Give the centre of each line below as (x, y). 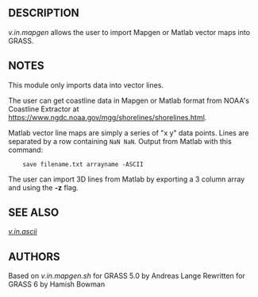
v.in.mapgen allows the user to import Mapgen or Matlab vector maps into (129, 32)
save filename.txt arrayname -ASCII (83, 164)
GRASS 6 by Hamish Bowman (57, 284)
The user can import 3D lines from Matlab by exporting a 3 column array (127, 179)
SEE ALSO (34, 213)
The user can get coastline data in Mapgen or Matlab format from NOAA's (129, 100)
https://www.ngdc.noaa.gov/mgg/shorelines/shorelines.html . (108, 117)
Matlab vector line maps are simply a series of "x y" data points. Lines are (129, 133)
